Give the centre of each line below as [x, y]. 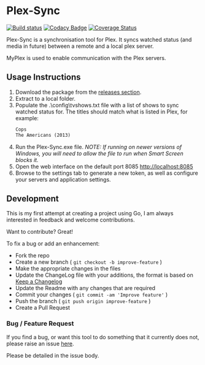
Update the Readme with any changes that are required [85, 288]
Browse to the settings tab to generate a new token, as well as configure [106, 173]
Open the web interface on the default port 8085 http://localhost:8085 [104, 166]
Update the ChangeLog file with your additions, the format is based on [104, 275]
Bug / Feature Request [40, 324]
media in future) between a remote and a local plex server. [80, 46]
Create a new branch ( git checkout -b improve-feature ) [89, 262]
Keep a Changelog [39, 282]
